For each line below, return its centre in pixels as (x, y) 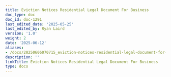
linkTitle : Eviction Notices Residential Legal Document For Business (82, 62)
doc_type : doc (20, 15)
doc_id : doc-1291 (24, 19)
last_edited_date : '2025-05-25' (39, 24)
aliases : (15, 48)
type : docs (17, 66)
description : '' (22, 57)
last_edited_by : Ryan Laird (35, 29)
